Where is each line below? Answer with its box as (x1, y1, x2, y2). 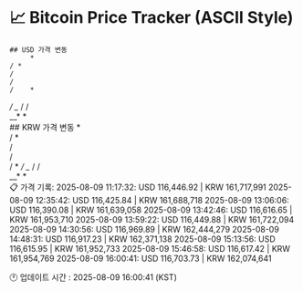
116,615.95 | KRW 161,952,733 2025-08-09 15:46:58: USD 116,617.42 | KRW (9, 243, 290, 254)
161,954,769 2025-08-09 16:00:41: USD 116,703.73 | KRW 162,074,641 (9, 253, 272, 264)
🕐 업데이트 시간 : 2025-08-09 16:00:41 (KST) (9, 271, 178, 283)
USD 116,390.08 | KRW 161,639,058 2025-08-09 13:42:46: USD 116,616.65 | (9, 204, 293, 215)
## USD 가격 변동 (9, 45, 68, 55)
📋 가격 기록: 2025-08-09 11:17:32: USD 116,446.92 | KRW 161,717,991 (9, 182, 266, 192)
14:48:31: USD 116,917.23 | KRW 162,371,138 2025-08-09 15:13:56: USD (9, 234, 276, 244)
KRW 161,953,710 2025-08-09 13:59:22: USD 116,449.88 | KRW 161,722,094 (9, 213, 295, 224)
